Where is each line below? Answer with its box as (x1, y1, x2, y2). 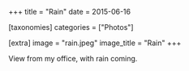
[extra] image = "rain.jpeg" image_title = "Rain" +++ (8, 38, 182, 48)
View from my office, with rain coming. (8, 54, 138, 63)
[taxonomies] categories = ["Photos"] (8, 23, 134, 31)
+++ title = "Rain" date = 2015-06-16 (8, 7, 131, 16)
